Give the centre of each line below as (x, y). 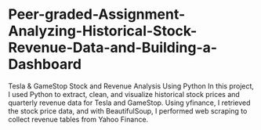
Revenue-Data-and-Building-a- (113, 48)
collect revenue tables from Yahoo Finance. (78, 119)
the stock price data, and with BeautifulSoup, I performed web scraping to (128, 110)
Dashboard (45, 65)
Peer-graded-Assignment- (97, 14)
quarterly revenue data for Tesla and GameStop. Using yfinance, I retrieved (129, 103)
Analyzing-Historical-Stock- (103, 31)
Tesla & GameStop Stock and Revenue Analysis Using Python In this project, (131, 86)
